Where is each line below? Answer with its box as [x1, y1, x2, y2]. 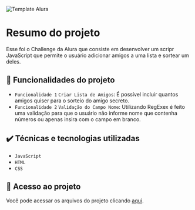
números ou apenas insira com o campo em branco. [14, 115, 141, 123]
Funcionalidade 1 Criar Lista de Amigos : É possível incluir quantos [14, 91, 179, 98]
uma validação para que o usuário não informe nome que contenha [14, 109, 178, 116]
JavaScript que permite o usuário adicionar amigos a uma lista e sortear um [6, 52, 190, 59]
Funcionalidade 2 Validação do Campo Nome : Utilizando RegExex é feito [14, 103, 185, 110]
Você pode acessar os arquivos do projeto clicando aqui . [6, 197, 144, 204]
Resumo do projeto [6, 26, 100, 39]
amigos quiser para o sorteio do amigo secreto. [14, 97, 130, 104]
